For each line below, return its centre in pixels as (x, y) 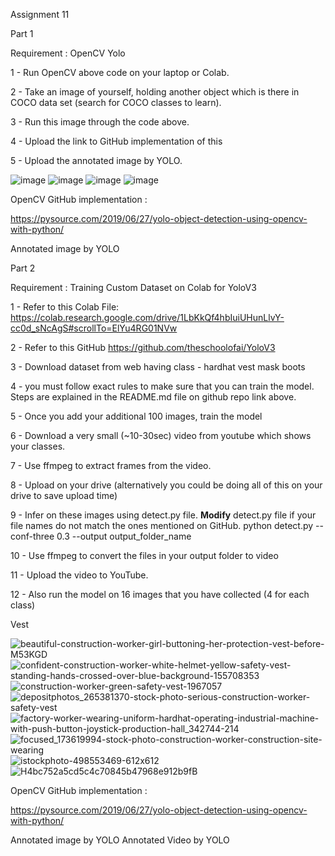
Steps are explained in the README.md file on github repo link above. (153, 397)
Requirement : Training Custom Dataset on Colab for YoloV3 (133, 287)
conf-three (32, 536)
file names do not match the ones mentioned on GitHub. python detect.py (162, 525)
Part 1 (22, 33)
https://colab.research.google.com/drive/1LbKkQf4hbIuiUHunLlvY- (147, 317)
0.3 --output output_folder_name (124, 536)
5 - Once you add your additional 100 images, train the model (136, 416)
